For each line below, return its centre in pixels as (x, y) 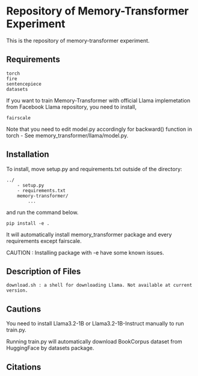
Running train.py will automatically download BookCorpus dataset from (94, 342)
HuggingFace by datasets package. (50, 348)
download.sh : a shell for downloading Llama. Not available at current (99, 285)
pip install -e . (28, 223)
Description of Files (44, 271)
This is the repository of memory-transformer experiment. (78, 40)
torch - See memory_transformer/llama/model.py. (67, 135)
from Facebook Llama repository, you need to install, (71, 107)
